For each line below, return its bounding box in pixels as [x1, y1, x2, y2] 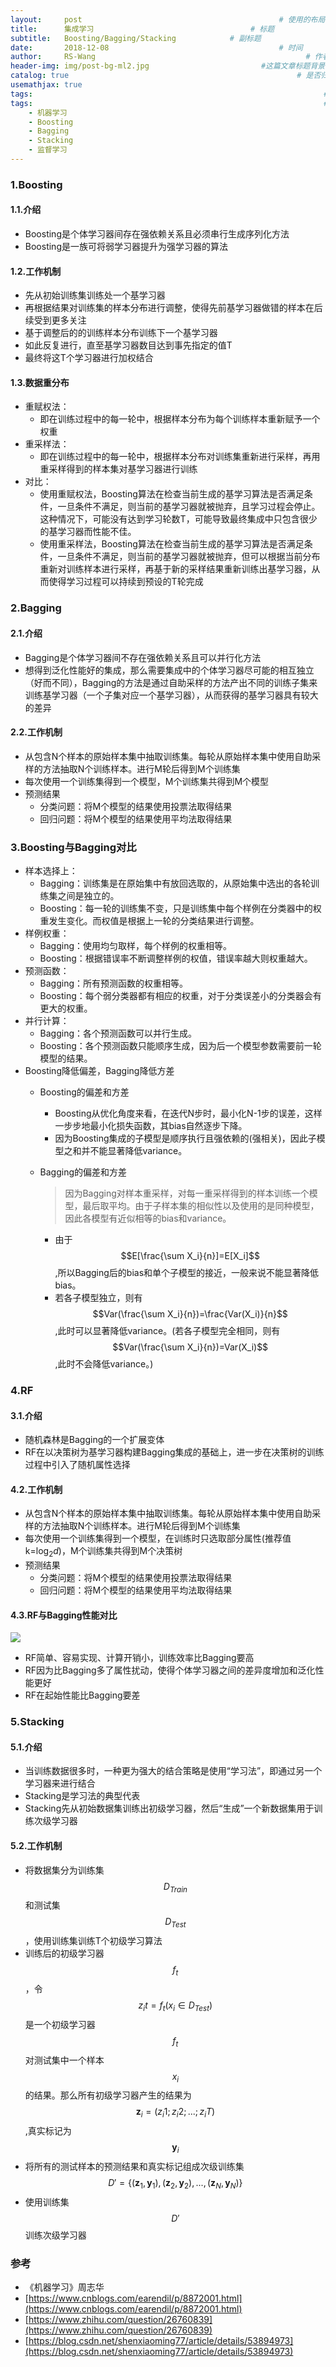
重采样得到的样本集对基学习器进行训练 [39, 463, 198, 475]
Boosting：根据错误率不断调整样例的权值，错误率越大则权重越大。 [39, 952, 313, 965]
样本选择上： [24, 865, 78, 877]
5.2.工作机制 [10, 1840, 63, 1852]
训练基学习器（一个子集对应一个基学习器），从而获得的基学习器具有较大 [24, 689, 319, 701]
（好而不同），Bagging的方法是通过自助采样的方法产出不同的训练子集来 [24, 676, 318, 688]
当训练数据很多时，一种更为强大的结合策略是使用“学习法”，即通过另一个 [24, 1765, 323, 1777]
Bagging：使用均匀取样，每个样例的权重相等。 [39, 940, 233, 952]
